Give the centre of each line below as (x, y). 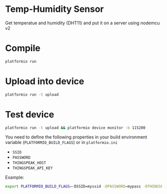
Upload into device (45, 81)
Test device (30, 114)
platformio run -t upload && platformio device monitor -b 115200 (75, 128)
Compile (23, 48)
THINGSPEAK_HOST (29, 163)
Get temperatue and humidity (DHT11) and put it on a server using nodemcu (83, 23)
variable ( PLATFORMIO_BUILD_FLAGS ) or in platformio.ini (61, 142)
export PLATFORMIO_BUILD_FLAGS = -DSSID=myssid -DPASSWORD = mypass (73, 187)
